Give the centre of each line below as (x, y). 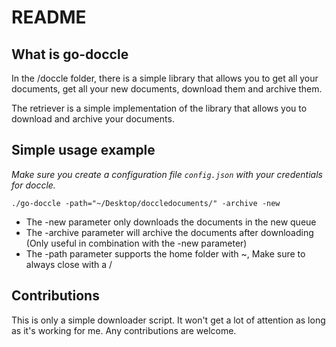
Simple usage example (83, 150)
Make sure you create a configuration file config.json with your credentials (167, 174)
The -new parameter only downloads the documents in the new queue (171, 222)
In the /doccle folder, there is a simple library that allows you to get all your (165, 78)
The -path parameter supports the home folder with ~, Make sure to (165, 253)
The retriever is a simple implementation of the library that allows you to (159, 108)
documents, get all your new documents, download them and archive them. (167, 89)
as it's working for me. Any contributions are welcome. (124, 330)
